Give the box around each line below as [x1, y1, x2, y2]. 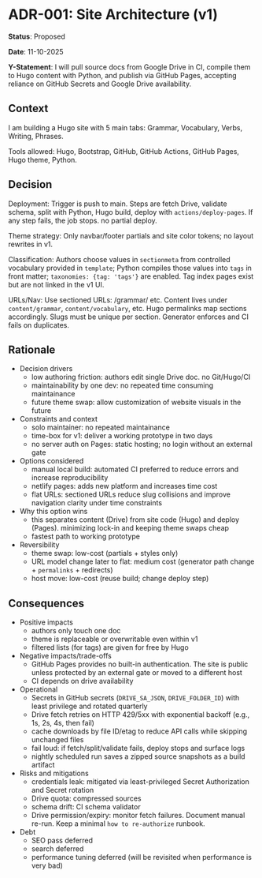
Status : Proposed [8, 32, 65, 41]
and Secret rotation [31, 786, 94, 795]
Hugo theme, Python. [8, 155, 77, 164]
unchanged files [31, 735, 84, 745]
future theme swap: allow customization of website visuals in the [31, 397, 242, 407]
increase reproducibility [31, 473, 109, 482]
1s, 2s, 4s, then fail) [31, 719, 94, 728]
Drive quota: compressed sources [31, 794, 142, 803]
